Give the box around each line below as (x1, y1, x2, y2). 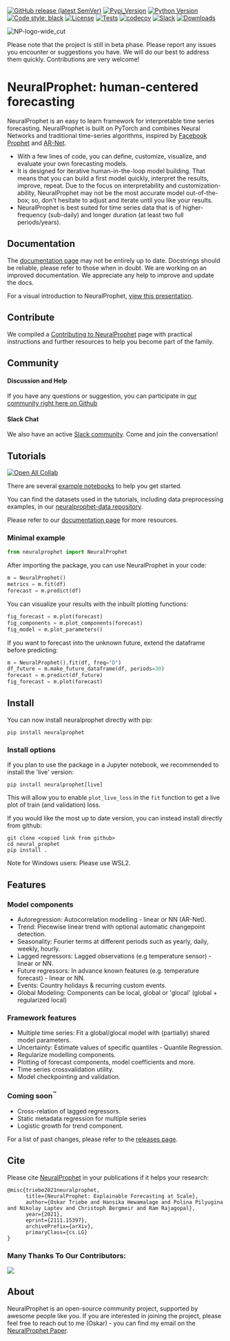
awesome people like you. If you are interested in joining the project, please (7, 1311, 222, 1320)
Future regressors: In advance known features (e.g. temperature (17, 966, 200, 975)
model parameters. (17, 1036, 71, 1045)
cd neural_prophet (7, 841, 60, 848)
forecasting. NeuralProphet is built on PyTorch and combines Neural (7, 124, 201, 132)
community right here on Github (7, 399, 98, 407)
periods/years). (17, 218, 61, 226)
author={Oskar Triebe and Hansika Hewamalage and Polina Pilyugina (25, 1198, 224, 1206)
